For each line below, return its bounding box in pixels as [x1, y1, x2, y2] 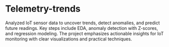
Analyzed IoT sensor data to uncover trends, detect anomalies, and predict [5, 20, 160, 26]
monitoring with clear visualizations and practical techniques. [5, 36, 132, 42]
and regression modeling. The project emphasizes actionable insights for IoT [5, 30, 164, 36]
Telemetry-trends [5, 3, 81, 15]
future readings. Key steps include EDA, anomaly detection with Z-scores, [5, 25, 158, 31]
